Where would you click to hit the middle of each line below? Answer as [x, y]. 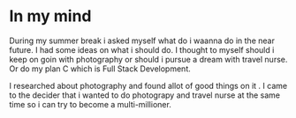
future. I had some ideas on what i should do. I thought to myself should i [142, 49]
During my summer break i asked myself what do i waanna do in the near [142, 41]
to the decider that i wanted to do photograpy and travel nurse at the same [145, 95]
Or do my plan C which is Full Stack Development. [100, 69]
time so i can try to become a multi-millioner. [91, 104]
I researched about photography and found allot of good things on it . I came [148, 85]
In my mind [50, 16]
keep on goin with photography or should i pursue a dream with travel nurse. [148, 59]
